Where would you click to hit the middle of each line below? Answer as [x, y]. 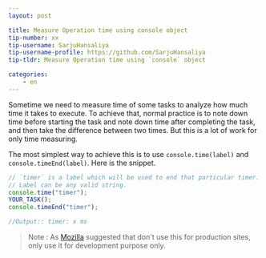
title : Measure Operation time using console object [98, 30]
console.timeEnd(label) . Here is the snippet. [82, 163]
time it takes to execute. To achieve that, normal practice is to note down [128, 113]
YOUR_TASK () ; [30, 200]
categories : [28, 75]
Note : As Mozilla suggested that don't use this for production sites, [139, 237]
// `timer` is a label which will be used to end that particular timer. [134, 177]
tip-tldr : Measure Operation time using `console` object [107, 60]
